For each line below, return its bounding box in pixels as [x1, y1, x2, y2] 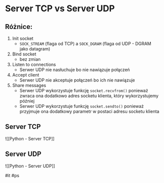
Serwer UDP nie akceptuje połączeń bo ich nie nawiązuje [19, 77, 135, 83]
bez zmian [19, 56, 41, 62]
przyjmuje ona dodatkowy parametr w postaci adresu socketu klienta [19, 108, 160, 114]
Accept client [12, 72, 39, 78]
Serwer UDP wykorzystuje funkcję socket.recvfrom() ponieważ [19, 88, 148, 93]
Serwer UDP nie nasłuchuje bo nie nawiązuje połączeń [19, 67, 130, 73]
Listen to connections [12, 62, 56, 67]
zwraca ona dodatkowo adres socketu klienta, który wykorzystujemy [19, 93, 159, 99]
